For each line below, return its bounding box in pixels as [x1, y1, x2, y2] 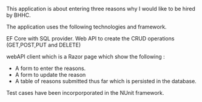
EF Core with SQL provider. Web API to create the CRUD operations [6, 35, 175, 42]
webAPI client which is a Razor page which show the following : [6, 53, 165, 60]
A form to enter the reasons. [15, 65, 86, 72]
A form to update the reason [15, 71, 86, 78]
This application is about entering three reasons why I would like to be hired [6, 5, 196, 12]
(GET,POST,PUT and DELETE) [6, 42, 81, 48]
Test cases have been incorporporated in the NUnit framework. [6, 89, 164, 96]
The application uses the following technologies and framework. [6, 24, 167, 30]
